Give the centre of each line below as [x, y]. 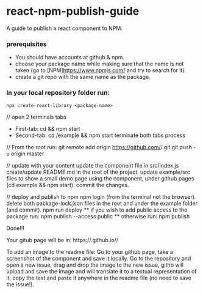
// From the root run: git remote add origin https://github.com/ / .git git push [99, 147]
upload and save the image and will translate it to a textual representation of [101, 271]
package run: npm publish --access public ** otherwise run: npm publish [98, 216]
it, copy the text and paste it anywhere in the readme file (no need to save [99, 278]
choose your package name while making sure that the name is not [99, 64]
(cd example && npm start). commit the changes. [68, 185]
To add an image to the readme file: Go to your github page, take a [90, 251]
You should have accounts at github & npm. [70, 57]
